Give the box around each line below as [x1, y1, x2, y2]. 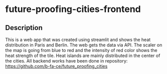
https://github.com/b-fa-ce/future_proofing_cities [5, 63, 108, 69]
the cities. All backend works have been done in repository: [5, 58, 128, 63]
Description [5, 23, 43, 32]
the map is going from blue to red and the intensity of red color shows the [5, 47, 157, 53]
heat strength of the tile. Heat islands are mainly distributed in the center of [5, 52, 160, 58]
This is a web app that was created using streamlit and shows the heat [5, 36, 151, 42]
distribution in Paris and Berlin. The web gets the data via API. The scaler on [5, 42, 162, 48]
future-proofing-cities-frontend [5, 3, 141, 15]
